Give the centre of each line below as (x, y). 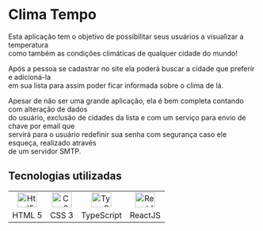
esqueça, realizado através (52, 142)
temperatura (29, 44)
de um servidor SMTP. (45, 151)
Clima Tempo (52, 15)
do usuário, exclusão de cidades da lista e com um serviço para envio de (127, 117)
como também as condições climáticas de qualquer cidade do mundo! (123, 53)
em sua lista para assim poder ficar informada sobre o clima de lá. (116, 85)
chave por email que (42, 126)
